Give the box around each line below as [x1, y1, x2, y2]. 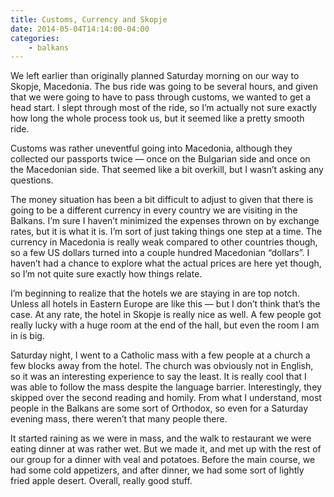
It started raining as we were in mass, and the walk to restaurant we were [10, 432, 312, 445]
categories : [10, 33, 60, 43]
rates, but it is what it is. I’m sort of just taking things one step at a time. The [10, 226, 323, 238]
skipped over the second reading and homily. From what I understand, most [10, 392, 322, 404]
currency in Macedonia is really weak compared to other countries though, [10, 236, 318, 248]
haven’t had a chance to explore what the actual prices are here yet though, [10, 257, 322, 270]
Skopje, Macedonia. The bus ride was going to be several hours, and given [10, 81, 319, 93]
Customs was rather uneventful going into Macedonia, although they [10, 142, 293, 155]
